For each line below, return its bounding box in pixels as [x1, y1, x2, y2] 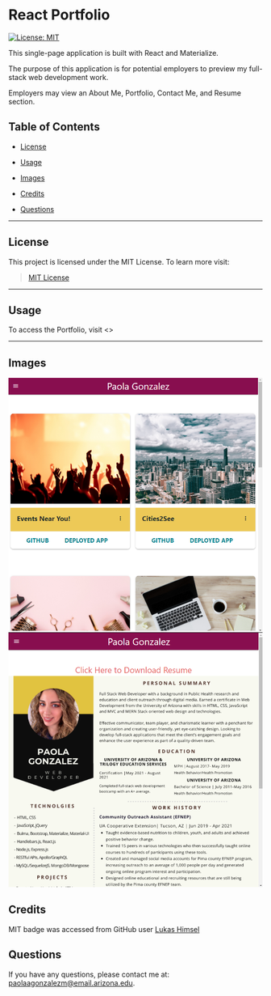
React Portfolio [8, 6, 110, 24]
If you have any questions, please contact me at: [8, 969, 169, 979]
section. [8, 96, 35, 106]
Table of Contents [8, 120, 101, 134]
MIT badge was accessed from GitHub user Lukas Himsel [8, 924, 200, 934]
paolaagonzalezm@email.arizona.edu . [8, 977, 135, 988]
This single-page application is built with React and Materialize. [8, 48, 219, 57]
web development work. [27, 72, 109, 82]
